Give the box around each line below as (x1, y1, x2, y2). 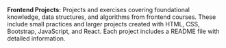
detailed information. (7, 34, 66, 43)
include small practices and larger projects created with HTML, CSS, (7, 20, 200, 28)
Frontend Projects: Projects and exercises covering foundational (7, 6, 190, 14)
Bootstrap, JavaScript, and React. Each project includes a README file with (7, 27, 221, 35)
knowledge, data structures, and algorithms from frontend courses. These (7, 13, 216, 21)
